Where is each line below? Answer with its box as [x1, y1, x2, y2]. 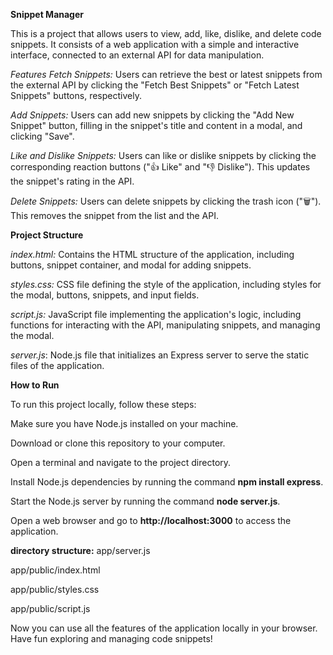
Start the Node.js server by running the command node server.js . [10, 495, 281, 507]
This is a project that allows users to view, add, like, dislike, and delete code [10, 28, 322, 39]
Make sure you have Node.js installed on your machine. [10, 418, 239, 429]
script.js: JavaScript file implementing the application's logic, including [10, 309, 302, 320]
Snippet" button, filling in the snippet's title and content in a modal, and [10, 120, 303, 131]
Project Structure [10, 229, 84, 241]
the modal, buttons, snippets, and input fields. [10, 289, 200, 301]
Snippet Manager [10, 9, 85, 20]
